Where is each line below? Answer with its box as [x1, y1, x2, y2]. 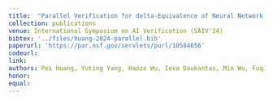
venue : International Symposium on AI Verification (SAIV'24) [8, 27, 223, 35]
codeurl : [8, 49, 38, 57]
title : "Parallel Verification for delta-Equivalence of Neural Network [8, 11, 264, 20]
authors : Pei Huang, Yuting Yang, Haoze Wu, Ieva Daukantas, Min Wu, [8, 65, 249, 73]
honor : [8, 72, 31, 80]
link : [8, 57, 27, 65]
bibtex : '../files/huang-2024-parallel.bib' [8, 34, 162, 43]
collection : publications [8, 19, 96, 27]
